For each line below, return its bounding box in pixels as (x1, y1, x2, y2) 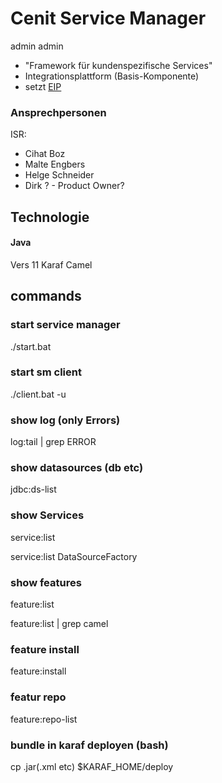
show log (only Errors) (10, 413, 121, 427)
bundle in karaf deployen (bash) (10, 738, 169, 752)
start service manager (10, 318, 121, 332)
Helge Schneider (24, 169, 95, 181)
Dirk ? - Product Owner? (24, 180, 125, 192)
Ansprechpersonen (10, 105, 107, 119)
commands (10, 288, 82, 305)
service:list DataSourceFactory (10, 550, 138, 562)
